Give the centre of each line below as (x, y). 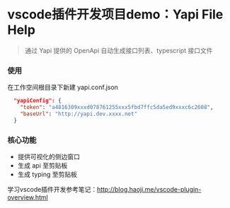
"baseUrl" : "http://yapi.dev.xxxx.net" (79, 114)
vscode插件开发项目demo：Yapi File (115, 15)
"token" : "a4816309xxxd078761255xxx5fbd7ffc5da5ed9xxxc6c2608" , (117, 108)
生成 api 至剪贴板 (42, 166)
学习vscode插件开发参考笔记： (52, 190)
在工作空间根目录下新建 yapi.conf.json (63, 87)
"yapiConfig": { (38, 101)
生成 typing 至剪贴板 (47, 175)
